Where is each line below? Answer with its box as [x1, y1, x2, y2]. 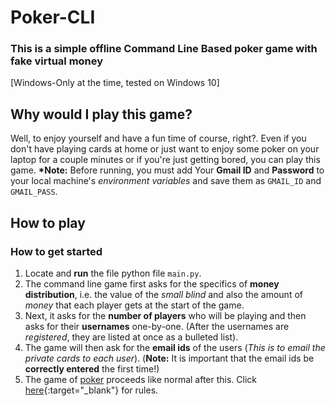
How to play [10, 214, 86, 231]
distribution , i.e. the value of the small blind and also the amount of [24, 288, 303, 300]
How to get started [10, 244, 103, 258]
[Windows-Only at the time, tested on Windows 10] [10, 77, 220, 89]
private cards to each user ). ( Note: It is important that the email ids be [24, 352, 315, 364]
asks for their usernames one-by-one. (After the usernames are [24, 320, 290, 332]
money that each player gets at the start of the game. [24, 299, 245, 311]
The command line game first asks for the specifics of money [24, 277, 280, 290]
